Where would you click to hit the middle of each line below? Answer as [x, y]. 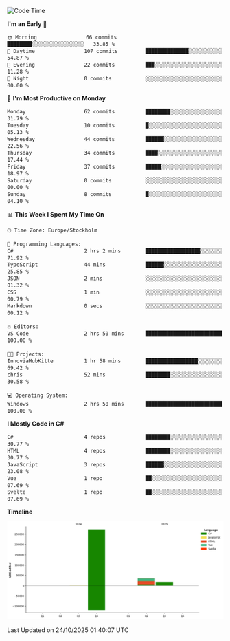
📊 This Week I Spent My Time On [56, 214]
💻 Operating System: [38, 395]
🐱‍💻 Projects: [26, 354]
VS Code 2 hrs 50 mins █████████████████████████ [115, 334]
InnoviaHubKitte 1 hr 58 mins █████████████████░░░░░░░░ [115, 361]
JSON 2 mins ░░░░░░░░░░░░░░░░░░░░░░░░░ [115, 279]
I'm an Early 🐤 [27, 24]
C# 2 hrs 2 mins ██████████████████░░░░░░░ [115, 251]
